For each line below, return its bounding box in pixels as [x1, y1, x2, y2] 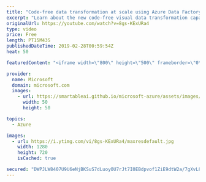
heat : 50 [6, 49, 29, 55]
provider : [6, 71, 32, 77]
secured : [6, 166, 29, 172]
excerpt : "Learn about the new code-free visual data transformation [6, 15, 188, 21]
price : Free [6, 32, 37, 38]
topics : [6, 115, 26, 122]
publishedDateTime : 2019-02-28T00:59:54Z [6, 43, 114, 49]
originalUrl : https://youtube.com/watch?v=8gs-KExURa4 [6, 20, 150, 26]
